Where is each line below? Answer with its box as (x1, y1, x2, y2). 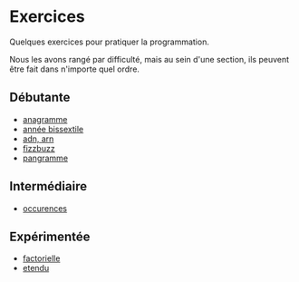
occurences (22, 202, 68, 214)
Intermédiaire (9, 179, 88, 194)
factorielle (22, 253, 61, 264)
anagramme (22, 113, 68, 124)
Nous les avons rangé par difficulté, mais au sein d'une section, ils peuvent (9, 53, 290, 64)
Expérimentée (9, 229, 91, 244)
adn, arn (22, 133, 54, 144)
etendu (22, 263, 50, 274)
